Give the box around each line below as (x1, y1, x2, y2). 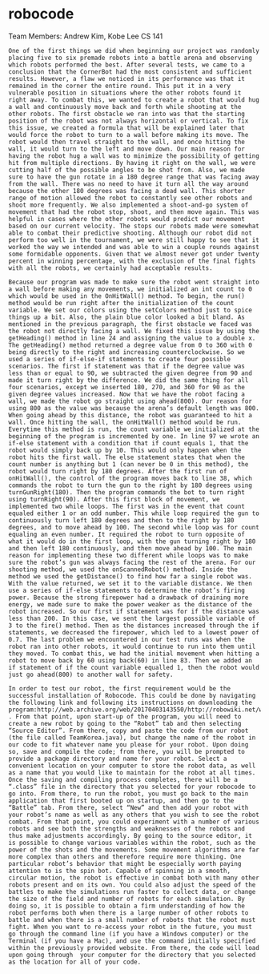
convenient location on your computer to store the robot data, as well (8, 762, 256, 770)
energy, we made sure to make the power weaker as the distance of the (8, 600, 252, 609)
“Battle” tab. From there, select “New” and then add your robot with (8, 803, 249, 811)
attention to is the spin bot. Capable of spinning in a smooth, (8, 867, 231, 875)
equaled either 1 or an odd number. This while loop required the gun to (8, 509, 260, 517)
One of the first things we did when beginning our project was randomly (8, 46, 260, 54)
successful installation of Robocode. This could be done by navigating (8, 691, 256, 699)
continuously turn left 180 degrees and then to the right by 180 (8, 516, 235, 525)
